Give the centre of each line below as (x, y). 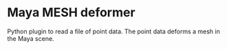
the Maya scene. (31, 38)
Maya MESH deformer (71, 13)
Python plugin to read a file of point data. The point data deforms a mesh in (113, 31)
